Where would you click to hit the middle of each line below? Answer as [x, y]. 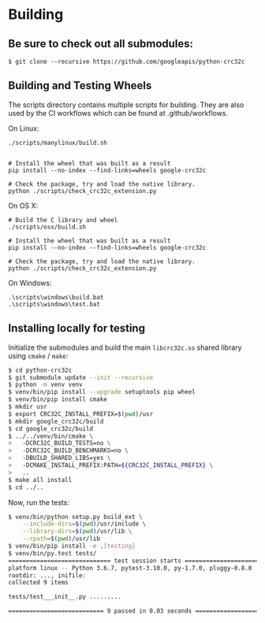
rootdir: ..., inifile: [47, 575]
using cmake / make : [38, 355]
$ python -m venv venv [45, 385]
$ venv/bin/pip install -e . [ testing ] [72, 546]
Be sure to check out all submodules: [101, 44]
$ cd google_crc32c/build [50, 428]
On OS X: [23, 206]
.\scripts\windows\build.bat [56, 297]
